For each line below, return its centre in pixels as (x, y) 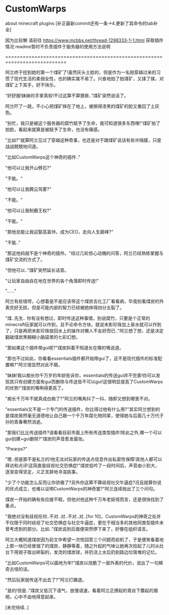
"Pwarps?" (16, 449)
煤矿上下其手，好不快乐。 (32, 85)
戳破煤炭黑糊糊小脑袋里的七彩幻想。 (43, 337)
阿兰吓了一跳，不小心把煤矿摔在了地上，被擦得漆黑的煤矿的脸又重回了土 (80, 106)
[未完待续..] (17, 607)
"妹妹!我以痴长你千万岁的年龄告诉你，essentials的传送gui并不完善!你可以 (80, 375)
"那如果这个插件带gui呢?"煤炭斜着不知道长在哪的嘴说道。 (65, 348)
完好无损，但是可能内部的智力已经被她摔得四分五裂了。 (67, 307)
